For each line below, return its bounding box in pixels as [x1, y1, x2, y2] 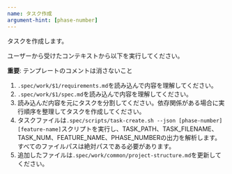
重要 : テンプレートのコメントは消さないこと [7, 66, 133, 74]
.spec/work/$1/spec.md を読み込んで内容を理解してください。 [17, 90, 193, 98]
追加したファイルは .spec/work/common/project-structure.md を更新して [17, 150, 222, 159]
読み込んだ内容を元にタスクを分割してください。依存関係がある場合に [17, 98, 219, 106]
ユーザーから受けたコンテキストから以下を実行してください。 [7, 52, 184, 60]
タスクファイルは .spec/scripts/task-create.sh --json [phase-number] [17, 116, 223, 124]
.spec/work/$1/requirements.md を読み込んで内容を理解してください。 [17, 81, 217, 89]
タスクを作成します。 [7, 36, 68, 45]
